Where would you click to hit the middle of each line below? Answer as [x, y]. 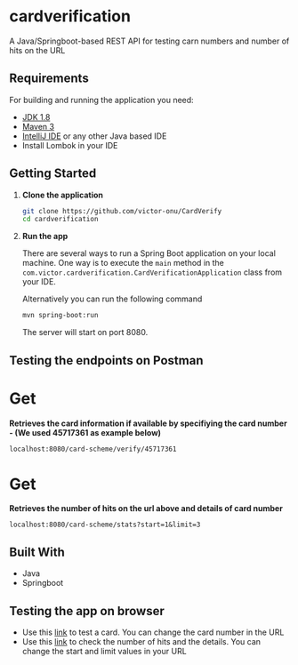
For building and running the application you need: [101, 100]
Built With [37, 552]
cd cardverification [60, 220]
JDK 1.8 [36, 116]
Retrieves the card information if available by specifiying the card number [148, 423]
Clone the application [63, 195]
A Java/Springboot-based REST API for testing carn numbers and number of [149, 41]
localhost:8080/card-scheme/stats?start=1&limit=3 [105, 525]
